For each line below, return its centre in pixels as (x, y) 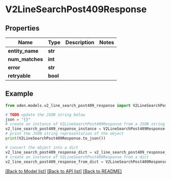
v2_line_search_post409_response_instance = (53, 129)
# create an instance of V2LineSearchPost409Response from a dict (77, 157)
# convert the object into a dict (42, 147)
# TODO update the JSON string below (45, 115)
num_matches (25, 59)
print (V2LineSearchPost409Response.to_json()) (55, 138)
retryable (19, 76)
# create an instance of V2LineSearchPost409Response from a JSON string (85, 124)
